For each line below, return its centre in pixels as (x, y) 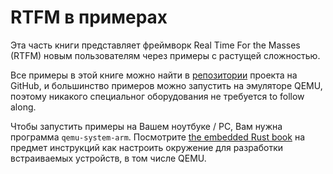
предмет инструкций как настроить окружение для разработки (147, 147)
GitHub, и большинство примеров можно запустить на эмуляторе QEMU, (166, 85)
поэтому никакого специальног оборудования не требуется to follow (157, 96)
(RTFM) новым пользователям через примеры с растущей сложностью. (165, 55)
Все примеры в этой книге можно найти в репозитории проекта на (154, 75)
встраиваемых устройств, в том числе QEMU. (108, 158)
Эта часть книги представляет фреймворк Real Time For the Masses (155, 45)
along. (23, 107)
